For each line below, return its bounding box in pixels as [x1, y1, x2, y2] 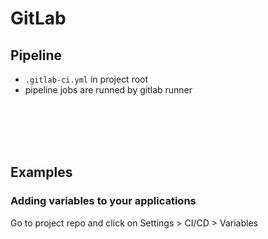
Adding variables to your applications [10, 194, 197, 208]
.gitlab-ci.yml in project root [24, 73, 149, 85]
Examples [10, 164, 73, 181]
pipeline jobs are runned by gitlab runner [24, 84, 193, 96]
